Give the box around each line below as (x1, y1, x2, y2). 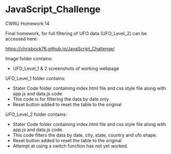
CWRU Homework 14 (5, 20, 50, 27)
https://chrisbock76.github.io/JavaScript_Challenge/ (5, 45, 115, 52)
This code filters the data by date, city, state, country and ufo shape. (12, 132, 158, 138)
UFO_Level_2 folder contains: (5, 111, 68, 117)
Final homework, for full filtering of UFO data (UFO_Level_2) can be (5, 30, 147, 36)
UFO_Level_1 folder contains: (5, 75, 66, 81)
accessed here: (5, 36, 38, 42)
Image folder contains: (5, 55, 53, 62)
